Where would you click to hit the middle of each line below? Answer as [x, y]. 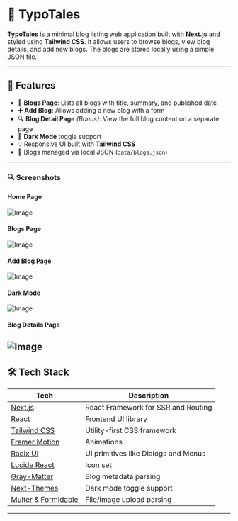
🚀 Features [32, 85]
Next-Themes [35, 488]
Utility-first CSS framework [131, 430]
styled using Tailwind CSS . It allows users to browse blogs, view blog [109, 41]
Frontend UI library [116, 419]
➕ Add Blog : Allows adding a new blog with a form [91, 110]
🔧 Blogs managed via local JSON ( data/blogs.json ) [92, 152]
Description [149, 396]
